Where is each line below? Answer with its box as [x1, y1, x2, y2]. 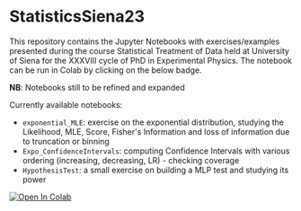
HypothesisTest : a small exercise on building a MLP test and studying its [22, 164, 289, 175]
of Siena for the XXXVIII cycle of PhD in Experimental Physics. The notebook [9, 55, 293, 66]
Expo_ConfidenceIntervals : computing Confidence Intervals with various [22, 145, 290, 156]
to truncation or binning [22, 136, 110, 146]
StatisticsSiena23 [9, 6, 146, 27]
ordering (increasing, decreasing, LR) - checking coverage [22, 154, 240, 165]
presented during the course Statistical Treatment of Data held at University [9, 45, 290, 56]
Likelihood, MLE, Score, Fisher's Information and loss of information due [22, 126, 290, 136]
